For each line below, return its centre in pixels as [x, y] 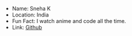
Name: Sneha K [31, 9]
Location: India [30, 15]
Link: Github [27, 27]
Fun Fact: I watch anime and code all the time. [69, 21]
